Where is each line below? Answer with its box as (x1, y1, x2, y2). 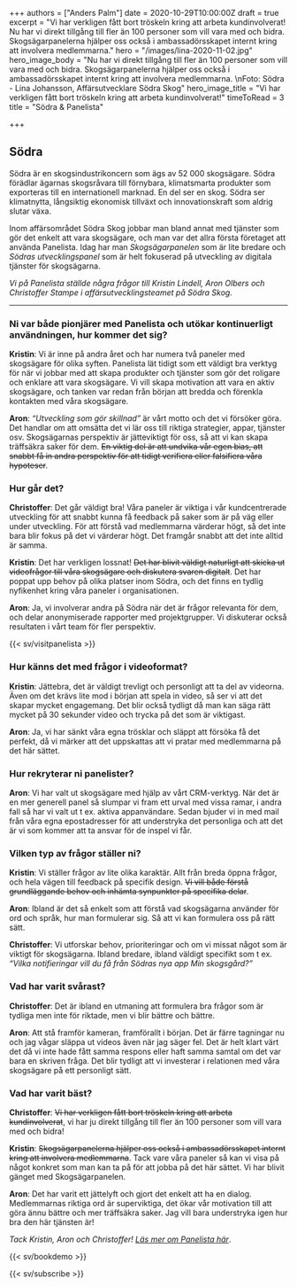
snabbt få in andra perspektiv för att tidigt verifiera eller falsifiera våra (9, 451, 263, 462)
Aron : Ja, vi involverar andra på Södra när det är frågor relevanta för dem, (9, 603, 278, 613)
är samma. (9, 540, 48, 550)
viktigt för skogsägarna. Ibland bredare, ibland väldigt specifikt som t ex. (9, 948, 272, 960)
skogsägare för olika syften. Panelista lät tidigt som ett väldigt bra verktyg (9, 358, 278, 369)
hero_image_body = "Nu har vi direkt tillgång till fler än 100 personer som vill (9, 55, 288, 65)
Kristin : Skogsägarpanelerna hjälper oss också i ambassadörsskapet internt (9, 1143, 286, 1153)
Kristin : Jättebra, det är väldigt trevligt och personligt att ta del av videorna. (9, 681, 285, 691)
